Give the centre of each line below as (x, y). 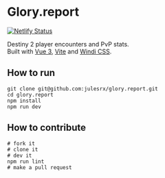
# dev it (20, 155)
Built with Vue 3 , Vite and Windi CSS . (59, 51)
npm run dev (24, 107)
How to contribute (47, 128)
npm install (24, 101)
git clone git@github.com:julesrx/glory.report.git (82, 89)
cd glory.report (30, 94)
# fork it (21, 143)
